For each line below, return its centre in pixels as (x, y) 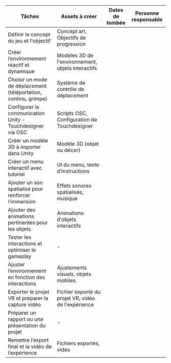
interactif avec (25, 168)
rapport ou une (26, 319)
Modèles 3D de (75, 55)
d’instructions (73, 171)
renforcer (19, 195)
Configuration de (77, 120)
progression (71, 44)
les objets (20, 229)
